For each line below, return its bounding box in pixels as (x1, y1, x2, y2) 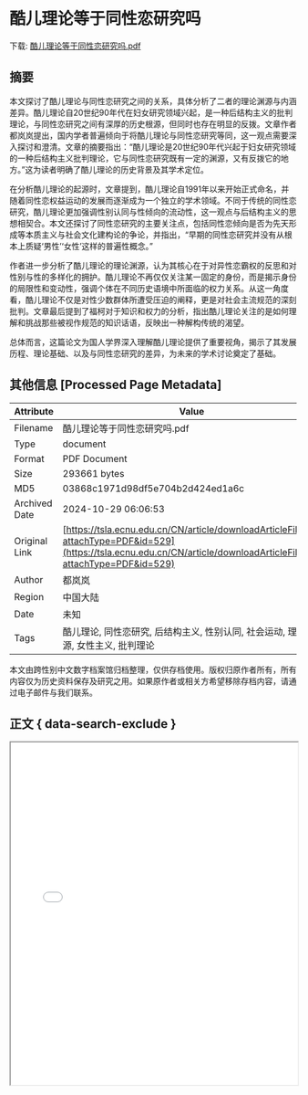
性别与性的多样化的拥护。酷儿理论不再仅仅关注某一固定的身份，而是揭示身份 (9, 271, 297, 282)
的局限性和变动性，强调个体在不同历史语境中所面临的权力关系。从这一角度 (9, 282, 289, 293)
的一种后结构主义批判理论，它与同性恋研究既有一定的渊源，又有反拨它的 (9, 153, 281, 163)
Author (14, 573, 44, 585)
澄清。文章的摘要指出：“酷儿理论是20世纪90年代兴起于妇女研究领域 (40, 141, 297, 152)
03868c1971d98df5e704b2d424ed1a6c (62, 481, 244, 494)
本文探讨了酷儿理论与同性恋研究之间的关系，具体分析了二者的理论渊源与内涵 (9, 95, 297, 106)
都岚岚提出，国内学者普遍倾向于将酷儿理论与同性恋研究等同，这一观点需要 (9, 130, 289, 141)
